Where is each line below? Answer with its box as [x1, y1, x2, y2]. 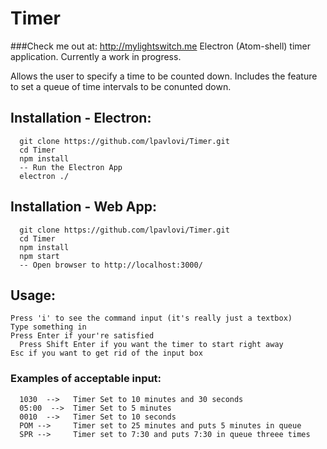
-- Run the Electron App [19, 162, 123, 172]
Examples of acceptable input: [10, 372, 162, 386]
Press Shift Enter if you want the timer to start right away [19, 340, 284, 350]
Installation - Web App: [10, 198, 158, 216]
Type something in [10, 322, 87, 332]
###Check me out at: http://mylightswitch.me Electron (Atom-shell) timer [10, 40, 311, 52]
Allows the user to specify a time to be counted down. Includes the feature [10, 70, 318, 82]
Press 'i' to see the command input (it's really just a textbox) [10, 313, 293, 324]
